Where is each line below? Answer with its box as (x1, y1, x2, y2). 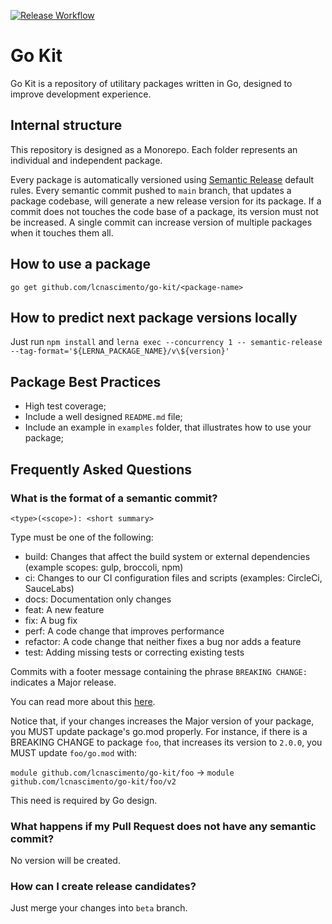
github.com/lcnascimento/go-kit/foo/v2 (10, 776, 177, 787)
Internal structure (10, 117, 123, 134)
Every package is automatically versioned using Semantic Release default (10, 173, 315, 185)
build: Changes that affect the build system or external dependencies (24, 550, 311, 562)
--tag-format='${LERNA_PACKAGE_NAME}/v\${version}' (10, 346, 230, 357)
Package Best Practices (10, 373, 162, 390)
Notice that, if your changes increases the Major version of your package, (10, 715, 315, 727)
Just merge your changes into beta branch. (10, 902, 188, 914)
